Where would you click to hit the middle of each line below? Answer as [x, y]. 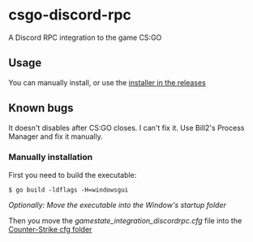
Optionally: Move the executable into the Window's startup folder [118, 205]
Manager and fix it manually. [56, 136]
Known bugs [41, 108]
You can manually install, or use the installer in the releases [107, 82]
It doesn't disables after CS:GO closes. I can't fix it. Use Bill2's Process [126, 127]
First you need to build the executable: [73, 175]
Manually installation [51, 158]
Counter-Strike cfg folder [50, 229]
